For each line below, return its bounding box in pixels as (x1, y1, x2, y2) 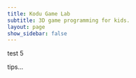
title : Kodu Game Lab (7, 10, 71, 18)
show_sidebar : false (7, 30, 68, 37)
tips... (7, 63, 24, 71)
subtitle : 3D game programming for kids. (7, 17, 130, 24)
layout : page (7, 23, 46, 30)
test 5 (7, 49, 24, 58)
